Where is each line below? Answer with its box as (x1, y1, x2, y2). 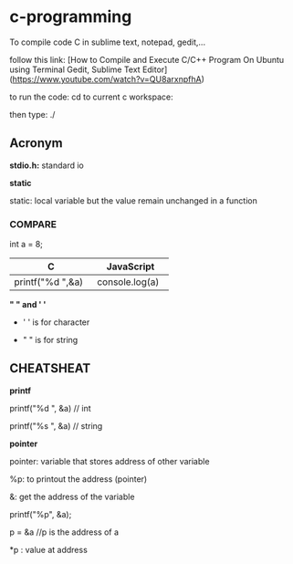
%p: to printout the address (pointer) (9, 473, 148, 485)
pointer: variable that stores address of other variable (9, 455, 210, 466)
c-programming (9, 6, 132, 27)
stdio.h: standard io (9, 160, 84, 171)
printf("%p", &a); (9, 508, 72, 519)
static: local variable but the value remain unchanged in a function (9, 194, 257, 206)
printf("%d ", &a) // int (9, 402, 91, 413)
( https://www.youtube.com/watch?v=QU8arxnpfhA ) (9, 73, 205, 84)
